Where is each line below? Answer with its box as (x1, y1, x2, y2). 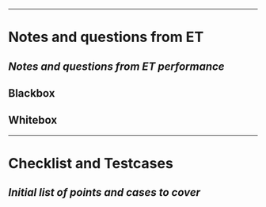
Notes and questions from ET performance (8, 59, 225, 73)
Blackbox (8, 86, 55, 100)
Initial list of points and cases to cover (8, 186, 200, 199)
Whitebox (8, 113, 58, 127)
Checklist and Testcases (8, 154, 174, 172)
